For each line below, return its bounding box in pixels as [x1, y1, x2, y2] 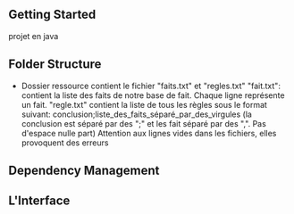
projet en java [8, 30, 59, 41]
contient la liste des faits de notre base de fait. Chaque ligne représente [21, 89, 285, 101]
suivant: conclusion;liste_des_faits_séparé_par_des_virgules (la [21, 109, 252, 119]
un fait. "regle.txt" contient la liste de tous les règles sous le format [21, 99, 267, 110]
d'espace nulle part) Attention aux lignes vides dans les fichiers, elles [21, 128, 277, 138]
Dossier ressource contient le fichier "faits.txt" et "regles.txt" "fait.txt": [21, 80, 281, 91]
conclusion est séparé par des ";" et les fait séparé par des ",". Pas [21, 118, 267, 128]
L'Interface [8, 193, 71, 209]
